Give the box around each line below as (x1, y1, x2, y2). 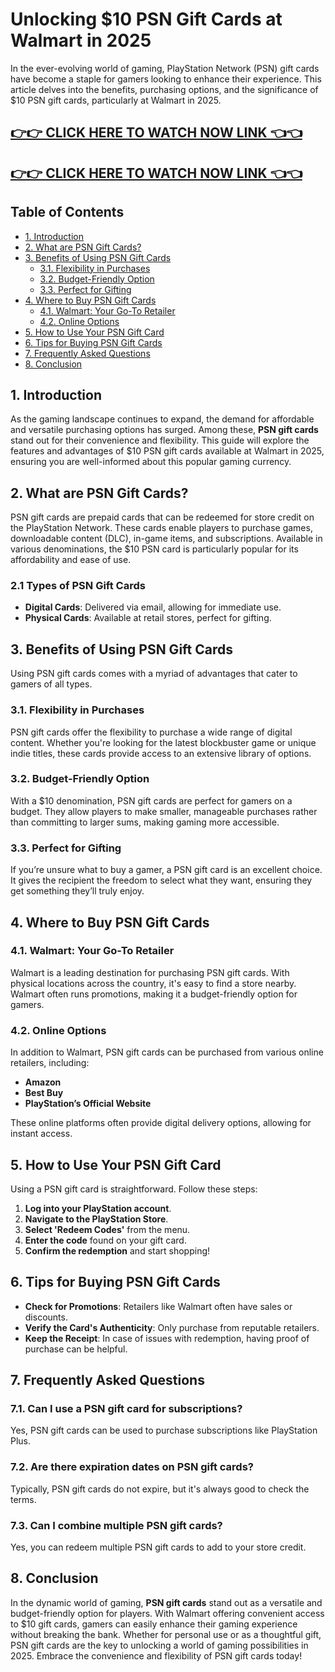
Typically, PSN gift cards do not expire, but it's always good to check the (10, 1483, 310, 1495)
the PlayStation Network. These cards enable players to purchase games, (10, 522, 313, 534)
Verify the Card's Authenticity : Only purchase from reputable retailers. (24, 1321, 320, 1333)
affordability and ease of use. (10, 554, 132, 566)
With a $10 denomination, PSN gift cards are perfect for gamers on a (10, 794, 293, 807)
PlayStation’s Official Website (24, 1098, 152, 1110)
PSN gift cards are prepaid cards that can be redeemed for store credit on (10, 511, 315, 523)
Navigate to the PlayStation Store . (24, 1213, 169, 1225)
